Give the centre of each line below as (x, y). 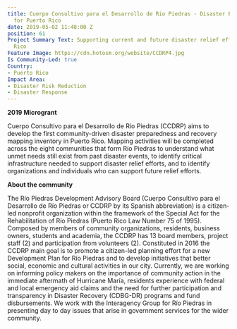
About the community (40, 185)
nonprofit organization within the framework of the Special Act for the (119, 213)
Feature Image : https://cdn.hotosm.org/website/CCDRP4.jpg (96, 54)
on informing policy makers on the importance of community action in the (114, 273)
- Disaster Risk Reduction (47, 86)
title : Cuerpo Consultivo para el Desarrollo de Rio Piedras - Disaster (116, 14)
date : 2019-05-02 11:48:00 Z (50, 27)
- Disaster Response (38, 92)
